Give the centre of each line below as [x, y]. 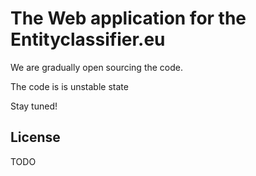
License [35, 137]
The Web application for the [128, 18]
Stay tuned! [34, 106]
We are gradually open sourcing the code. [97, 67]
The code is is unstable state [69, 86]
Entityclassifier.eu [88, 39]
